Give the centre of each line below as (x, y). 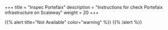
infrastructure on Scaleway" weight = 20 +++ (52, 12)
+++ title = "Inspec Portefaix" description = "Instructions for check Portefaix (84, 7)
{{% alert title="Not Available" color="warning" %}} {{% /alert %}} (73, 22)
